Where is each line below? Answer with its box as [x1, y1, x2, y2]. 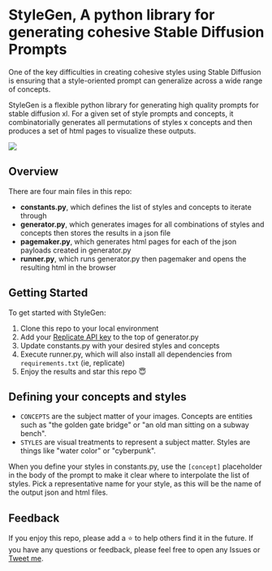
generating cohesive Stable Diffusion [8, 23, 265, 41]
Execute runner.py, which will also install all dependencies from [19, 349, 232, 359]
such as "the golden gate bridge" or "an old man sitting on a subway [19, 420, 249, 430]
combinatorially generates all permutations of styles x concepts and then [8, 117, 253, 127]
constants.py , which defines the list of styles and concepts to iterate [19, 201, 252, 212]
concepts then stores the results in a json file [19, 227, 171, 237]
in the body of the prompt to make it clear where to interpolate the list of [8, 470, 250, 480]
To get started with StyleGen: [8, 307, 106, 318]
